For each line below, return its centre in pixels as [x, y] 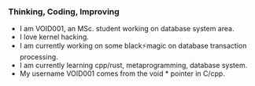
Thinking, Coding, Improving [64, 12]
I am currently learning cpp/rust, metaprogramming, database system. [133, 66]
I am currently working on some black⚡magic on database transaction [133, 46]
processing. [39, 57]
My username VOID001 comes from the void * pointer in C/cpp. [122, 73]
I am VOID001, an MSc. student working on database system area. [127, 29]
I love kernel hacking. [54, 37]
